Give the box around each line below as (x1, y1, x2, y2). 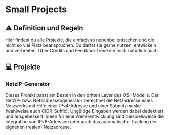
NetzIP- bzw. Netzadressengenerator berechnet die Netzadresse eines (5, 97, 153, 103)
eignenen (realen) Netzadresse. (5, 124, 72, 130)
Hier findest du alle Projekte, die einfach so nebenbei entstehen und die (5, 37, 155, 43)
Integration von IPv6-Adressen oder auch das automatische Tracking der (5, 118, 157, 124)
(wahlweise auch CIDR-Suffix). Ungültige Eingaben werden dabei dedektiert (5, 108, 163, 114)
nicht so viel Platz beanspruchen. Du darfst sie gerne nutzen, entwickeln (5, 42, 157, 48)
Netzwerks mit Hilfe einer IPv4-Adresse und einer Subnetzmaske (5, 102, 141, 109)
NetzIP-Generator (5, 81, 50, 88)
